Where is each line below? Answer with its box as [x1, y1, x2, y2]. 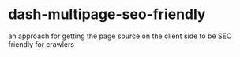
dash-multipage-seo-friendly [8, 5, 206, 23]
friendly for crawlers [8, 39, 75, 48]
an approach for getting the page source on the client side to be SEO [8, 31, 232, 41]
